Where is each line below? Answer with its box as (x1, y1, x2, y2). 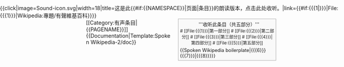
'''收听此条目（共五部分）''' (198, 22, 260, 28)
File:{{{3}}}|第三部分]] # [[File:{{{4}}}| (197, 34, 273, 40)
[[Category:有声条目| (86, 19, 138, 26)
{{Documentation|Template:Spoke (86, 32, 171, 39)
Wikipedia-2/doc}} (91, 39, 137, 45)
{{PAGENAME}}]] (86, 26, 129, 33)
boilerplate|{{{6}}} (225, 47, 266, 53)
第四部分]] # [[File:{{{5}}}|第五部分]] (191, 40, 264, 46)
